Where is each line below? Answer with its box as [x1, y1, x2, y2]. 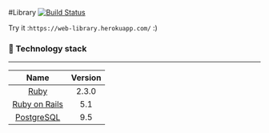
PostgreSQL [14, 112, 61, 123]
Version [70, 72, 102, 83]
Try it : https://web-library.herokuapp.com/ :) [8, 23, 158, 32]
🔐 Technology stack [8, 42, 87, 54]
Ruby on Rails [12, 99, 64, 110]
